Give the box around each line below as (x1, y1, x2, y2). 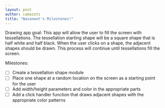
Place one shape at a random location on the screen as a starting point (12, 75, 156, 81)
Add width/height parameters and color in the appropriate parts (12, 86, 141, 92)
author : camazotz (5, 12, 41, 17)
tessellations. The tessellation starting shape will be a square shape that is (5, 35, 156, 41)
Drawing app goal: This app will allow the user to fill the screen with (5, 30, 142, 36)
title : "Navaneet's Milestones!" (5, 16, 74, 21)
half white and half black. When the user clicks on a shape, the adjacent (5, 40, 151, 46)
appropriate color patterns (12, 97, 66, 103)
